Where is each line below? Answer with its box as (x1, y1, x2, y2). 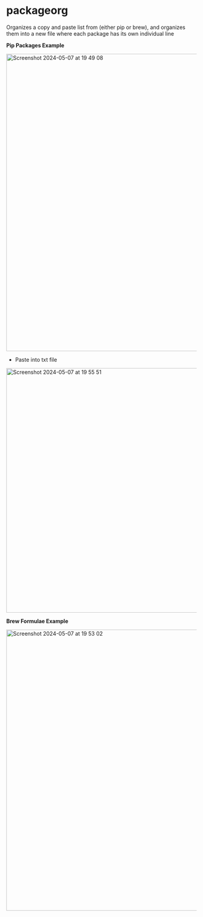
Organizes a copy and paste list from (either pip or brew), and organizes (6, 24, 185, 31)
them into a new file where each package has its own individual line (6, 30, 174, 37)
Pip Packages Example (6, 42, 65, 49)
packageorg (6, 4, 68, 18)
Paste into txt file (14, 356, 57, 363)
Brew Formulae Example (6, 617, 68, 625)
